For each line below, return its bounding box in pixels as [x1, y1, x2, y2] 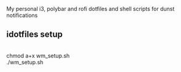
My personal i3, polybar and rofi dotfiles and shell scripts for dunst [6, 5, 175, 12]
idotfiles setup [6, 29, 63, 40]
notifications [6, 12, 38, 19]
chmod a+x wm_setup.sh [6, 52, 70, 59]
